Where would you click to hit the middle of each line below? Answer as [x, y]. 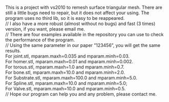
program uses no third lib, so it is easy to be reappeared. [65, 18]
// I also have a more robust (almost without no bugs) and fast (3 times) [80, 23]
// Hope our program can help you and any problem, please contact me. [81, 94]
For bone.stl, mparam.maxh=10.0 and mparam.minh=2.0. [65, 72]
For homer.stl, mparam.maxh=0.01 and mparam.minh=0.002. [69, 61]
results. [13, 51]
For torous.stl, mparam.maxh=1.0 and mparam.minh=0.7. [65, 67]
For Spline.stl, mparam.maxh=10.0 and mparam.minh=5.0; [66, 83]
